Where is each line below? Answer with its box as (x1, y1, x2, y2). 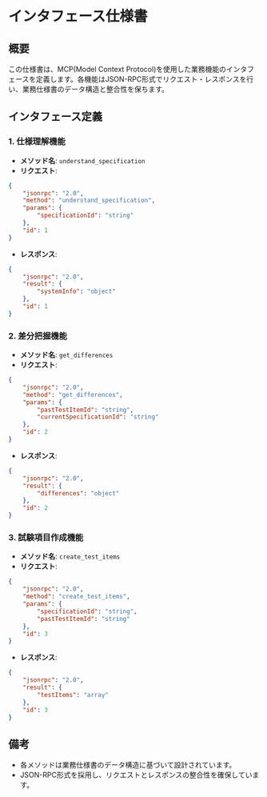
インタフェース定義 (8, 110, 102, 124)
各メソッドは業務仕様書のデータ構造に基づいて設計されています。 (19, 760, 237, 770)
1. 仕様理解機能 (8, 136, 66, 147)
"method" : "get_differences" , (22, 390, 124, 398)
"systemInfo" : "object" (37, 287, 116, 296)
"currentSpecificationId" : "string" (37, 413, 159, 421)
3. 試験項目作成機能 (8, 532, 84, 543)
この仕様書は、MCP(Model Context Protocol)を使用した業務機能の (8, 65, 226, 74)
